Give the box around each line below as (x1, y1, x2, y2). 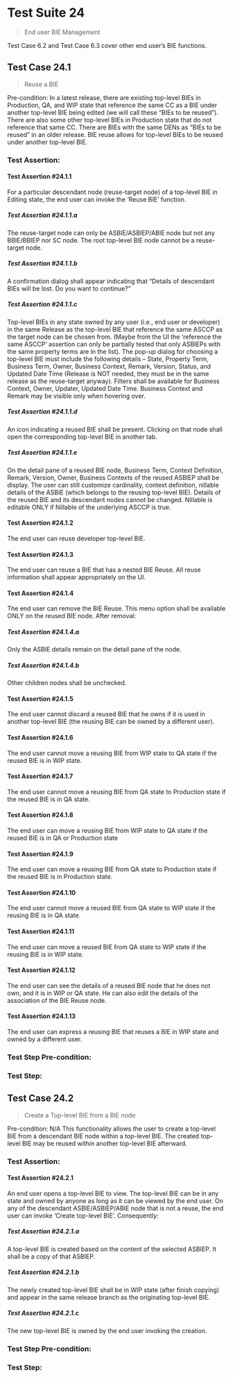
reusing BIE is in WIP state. (7, 950, 84, 958)
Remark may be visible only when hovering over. (7, 392, 146, 400)
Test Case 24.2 (7, 1092, 74, 1104)
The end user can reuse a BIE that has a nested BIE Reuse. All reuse (7, 565, 201, 574)
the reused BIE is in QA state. (7, 795, 90, 803)
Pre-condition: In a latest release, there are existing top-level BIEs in (7, 93, 201, 102)
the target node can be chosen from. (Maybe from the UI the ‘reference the (7, 332, 222, 341)
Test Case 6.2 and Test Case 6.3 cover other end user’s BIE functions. (7, 41, 207, 49)
